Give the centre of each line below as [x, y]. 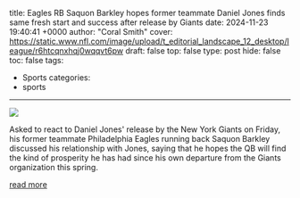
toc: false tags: [37, 60]
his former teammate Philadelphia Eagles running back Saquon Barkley [140, 139]
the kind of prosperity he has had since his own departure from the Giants [145, 158]
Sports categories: [56, 78]
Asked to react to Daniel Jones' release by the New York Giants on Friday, [145, 129]
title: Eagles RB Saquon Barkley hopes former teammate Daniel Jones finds [147, 13]
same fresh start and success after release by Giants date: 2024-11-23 [139, 22]
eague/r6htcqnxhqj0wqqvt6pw [66, 51]
